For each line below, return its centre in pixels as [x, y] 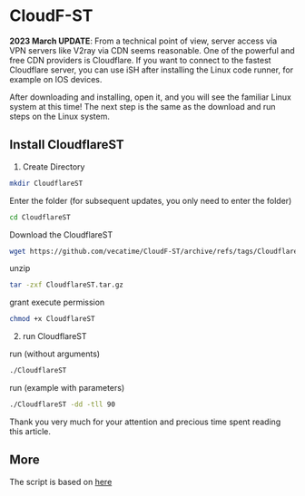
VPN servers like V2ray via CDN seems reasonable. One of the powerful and [152, 50]
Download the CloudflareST [61, 234]
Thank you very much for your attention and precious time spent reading [145, 422]
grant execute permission [57, 302]
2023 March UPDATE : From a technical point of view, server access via [143, 41]
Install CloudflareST [67, 145]
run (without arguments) [55, 354]
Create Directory [54, 166]
